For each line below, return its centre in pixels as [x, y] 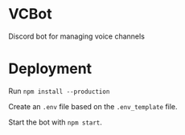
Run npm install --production [59, 91]
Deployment [50, 69]
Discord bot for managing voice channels [76, 36]
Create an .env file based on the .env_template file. [93, 106]
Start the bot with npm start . [55, 122]
